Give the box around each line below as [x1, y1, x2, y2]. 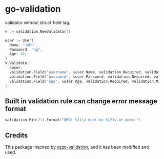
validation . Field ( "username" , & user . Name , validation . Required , [9, 69, 143, 74]
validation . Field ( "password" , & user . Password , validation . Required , [9, 74, 152, 79]
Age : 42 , [9, 51, 27, 57]
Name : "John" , [9, 43, 38, 47]
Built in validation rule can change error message [5, 97, 158, 105]
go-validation [5, 3, 61, 15]
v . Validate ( [5, 61, 29, 66]
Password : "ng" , [9, 47, 42, 52]
